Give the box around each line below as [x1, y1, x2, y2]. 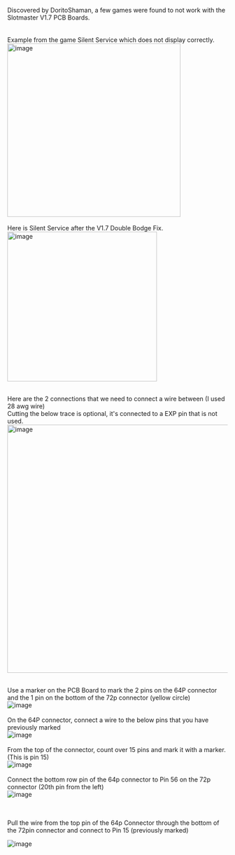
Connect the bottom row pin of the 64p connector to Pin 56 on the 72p [7, 775, 211, 784]
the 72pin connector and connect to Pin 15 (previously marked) [7, 826, 189, 834]
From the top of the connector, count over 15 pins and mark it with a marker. [7, 746, 226, 753]
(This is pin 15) [7, 753, 50, 761]
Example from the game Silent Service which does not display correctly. [7, 36, 215, 44]
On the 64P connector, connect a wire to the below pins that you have [7, 716, 209, 724]
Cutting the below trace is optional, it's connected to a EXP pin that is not [7, 410, 218, 417]
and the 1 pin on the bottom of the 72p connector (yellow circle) [7, 693, 191, 702]
